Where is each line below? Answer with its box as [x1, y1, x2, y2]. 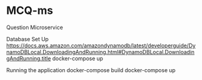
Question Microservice [6, 24, 64, 31]
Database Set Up [6, 35, 49, 42]
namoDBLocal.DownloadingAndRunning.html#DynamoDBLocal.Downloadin [6, 48, 195, 55]
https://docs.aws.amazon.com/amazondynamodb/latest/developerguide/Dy [6, 42, 196, 49]
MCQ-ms [6, 4, 53, 18]
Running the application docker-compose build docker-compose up [6, 66, 176, 73]
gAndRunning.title [6, 55, 52, 62]
